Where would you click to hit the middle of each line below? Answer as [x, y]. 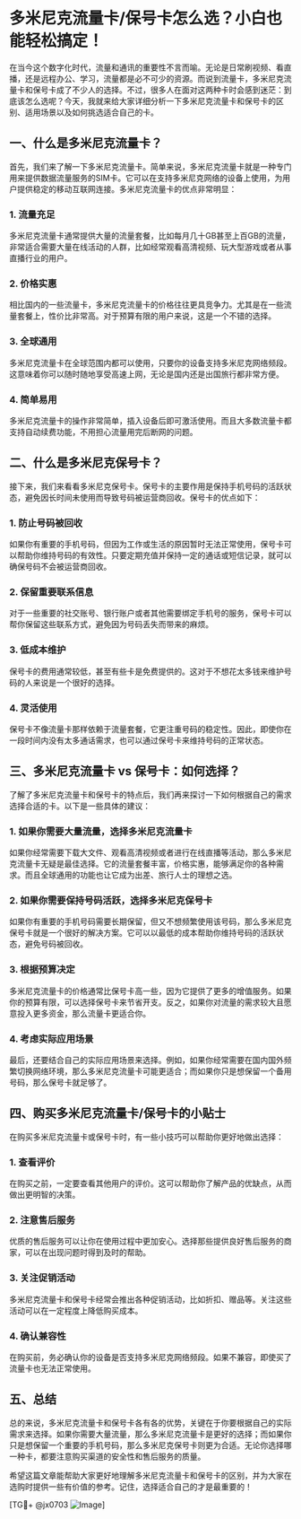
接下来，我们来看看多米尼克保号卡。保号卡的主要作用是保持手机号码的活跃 [146, 486]
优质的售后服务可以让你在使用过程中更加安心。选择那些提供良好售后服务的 [146, 1241]
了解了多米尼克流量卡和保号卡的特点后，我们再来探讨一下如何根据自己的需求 [150, 794]
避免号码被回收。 [56, 944]
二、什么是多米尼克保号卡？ [86, 463]
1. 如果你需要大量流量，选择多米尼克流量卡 [101, 831]
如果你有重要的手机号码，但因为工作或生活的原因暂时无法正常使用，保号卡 [146, 545]
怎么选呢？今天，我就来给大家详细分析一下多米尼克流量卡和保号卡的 [150, 100]
